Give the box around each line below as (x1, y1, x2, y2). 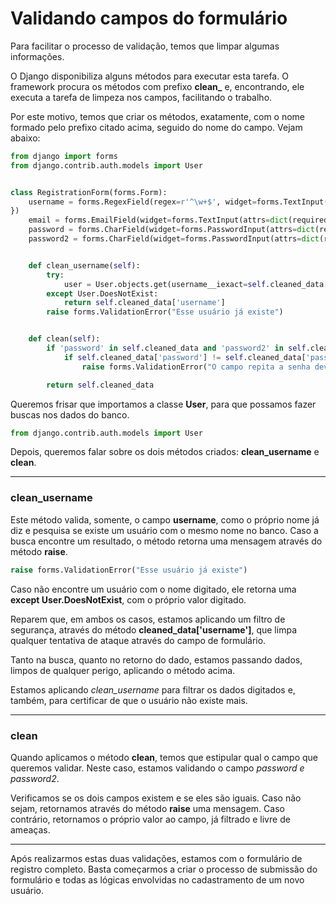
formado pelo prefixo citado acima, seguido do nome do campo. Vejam (10, 121, 303, 133)
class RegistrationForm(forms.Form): (10, 187, 168, 197)
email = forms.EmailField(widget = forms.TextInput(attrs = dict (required (28, 215, 329, 226)
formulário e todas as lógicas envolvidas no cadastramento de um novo (10, 873, 305, 886)
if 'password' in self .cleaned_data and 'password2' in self (46, 343, 307, 354)
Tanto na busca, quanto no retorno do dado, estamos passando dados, (10, 653, 303, 666)
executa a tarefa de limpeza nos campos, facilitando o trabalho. (10, 91, 273, 103)
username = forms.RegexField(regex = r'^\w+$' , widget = (28, 197, 257, 207)
